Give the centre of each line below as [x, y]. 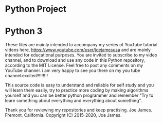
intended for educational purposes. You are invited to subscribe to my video [81, 55]
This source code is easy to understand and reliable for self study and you [80, 85]
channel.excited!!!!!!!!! [27, 76]
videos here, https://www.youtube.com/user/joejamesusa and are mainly [78, 50]
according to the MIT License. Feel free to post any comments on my [74, 65]
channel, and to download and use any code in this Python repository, [75, 60]
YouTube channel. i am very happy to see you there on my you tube [72, 70]
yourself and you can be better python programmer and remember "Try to [79, 95]
